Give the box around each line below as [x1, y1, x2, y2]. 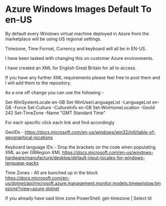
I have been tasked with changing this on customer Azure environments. [5, 55, 154, 61]
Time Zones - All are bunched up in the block [5, 170, 98, 176]
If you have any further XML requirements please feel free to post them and [5, 74, 161, 80]
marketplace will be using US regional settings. [5, 36, 102, 42]
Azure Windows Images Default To [5, 3, 152, 15]
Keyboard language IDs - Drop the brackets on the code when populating [5, 144, 156, 150]
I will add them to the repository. [5, 80, 71, 86]
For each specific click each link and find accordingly [5, 119, 115, 125]
